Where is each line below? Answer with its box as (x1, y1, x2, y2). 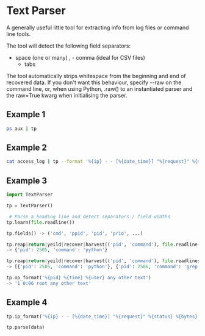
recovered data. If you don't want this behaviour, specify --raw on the (6, 79, 182, 86)
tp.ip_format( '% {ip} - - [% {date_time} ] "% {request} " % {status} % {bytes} (6, 313, 198, 320)
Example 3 (6, 175, 48, 186)
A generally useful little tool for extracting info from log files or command (6, 24, 189, 31)
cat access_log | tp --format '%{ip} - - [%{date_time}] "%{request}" (6, 159, 190, 165)
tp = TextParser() (6, 202, 53, 209)
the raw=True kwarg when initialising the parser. (6, 91, 128, 99)
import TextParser (6, 191, 53, 198)
